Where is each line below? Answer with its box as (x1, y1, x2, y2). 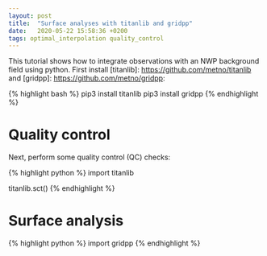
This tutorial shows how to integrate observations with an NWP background (8, 56, 260, 66)
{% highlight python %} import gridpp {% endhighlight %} (8, 238, 201, 248)
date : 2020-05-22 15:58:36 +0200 (8, 27, 128, 35)
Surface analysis (8, 212, 123, 230)
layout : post (8, 11, 52, 20)
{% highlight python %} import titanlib (8, 168, 135, 178)
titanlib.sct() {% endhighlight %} (8, 184, 115, 193)
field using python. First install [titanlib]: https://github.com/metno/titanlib (8, 65, 252, 75)
